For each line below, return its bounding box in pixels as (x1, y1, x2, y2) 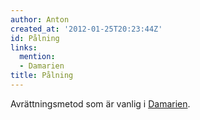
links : (10, 42, 38, 53)
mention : (19, 52, 56, 62)
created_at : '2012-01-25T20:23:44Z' (10, 24, 163, 34)
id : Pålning (10, 33, 60, 43)
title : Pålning (10, 71, 74, 81)
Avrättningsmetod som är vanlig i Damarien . (10, 97, 191, 110)
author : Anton (10, 14, 70, 25)
